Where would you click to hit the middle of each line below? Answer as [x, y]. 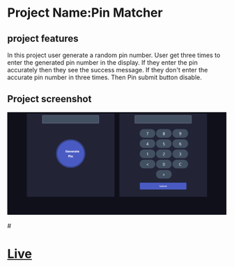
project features [43, 39]
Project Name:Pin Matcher [85, 13]
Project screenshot [49, 99]
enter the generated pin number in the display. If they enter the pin [103, 63]
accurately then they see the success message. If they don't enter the [108, 70]
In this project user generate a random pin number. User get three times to [114, 55]
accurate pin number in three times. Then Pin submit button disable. [104, 77]
